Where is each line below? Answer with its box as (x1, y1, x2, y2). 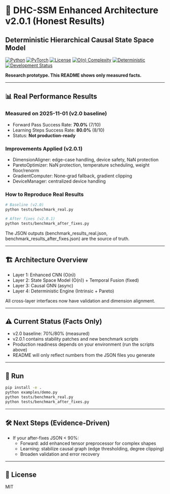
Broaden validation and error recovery (20, 451, 100, 457)
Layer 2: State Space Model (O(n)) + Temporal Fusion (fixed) (12, 277, 139, 283)
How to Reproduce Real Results (5, 190, 84, 197)
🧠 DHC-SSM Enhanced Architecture (5, 5, 158, 16)
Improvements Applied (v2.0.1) (5, 145, 82, 152)
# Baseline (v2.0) (5, 203, 44, 208)
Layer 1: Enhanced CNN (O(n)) (12, 272, 76, 278)
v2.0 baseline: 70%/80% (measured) (12, 331, 90, 337)
